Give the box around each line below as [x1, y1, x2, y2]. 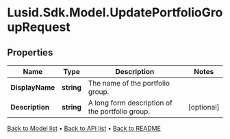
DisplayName [10, 83, 55, 92]
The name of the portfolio [88, 79, 170, 88]
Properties [7, 47, 53, 58]
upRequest [7, 19, 71, 35]
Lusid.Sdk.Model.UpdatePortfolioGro [7, 5, 223, 21]
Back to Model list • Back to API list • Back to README [7, 125, 161, 132]
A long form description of [88, 98, 172, 108]
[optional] [188, 103, 220, 112]
